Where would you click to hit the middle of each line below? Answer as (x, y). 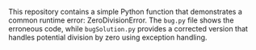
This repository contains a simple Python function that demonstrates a (125, 12)
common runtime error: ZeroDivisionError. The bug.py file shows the (121, 20)
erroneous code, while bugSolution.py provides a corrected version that (128, 29)
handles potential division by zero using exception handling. (108, 37)
